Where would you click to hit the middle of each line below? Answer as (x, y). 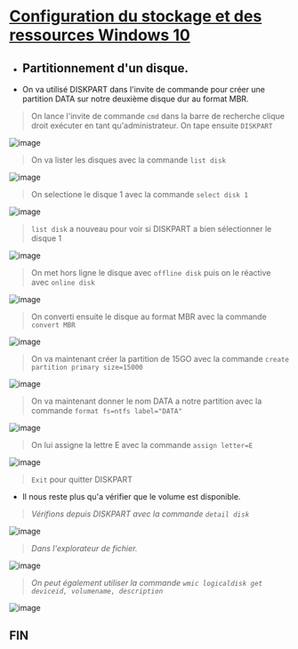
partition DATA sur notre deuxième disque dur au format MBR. (135, 99)
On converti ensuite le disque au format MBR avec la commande (149, 316)
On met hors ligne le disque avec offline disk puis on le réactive (151, 272)
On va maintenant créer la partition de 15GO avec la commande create (160, 359)
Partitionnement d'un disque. (105, 68)
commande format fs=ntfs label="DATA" (106, 410)
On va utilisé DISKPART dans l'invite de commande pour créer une (143, 89)
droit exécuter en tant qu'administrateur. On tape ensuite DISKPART (152, 125)
